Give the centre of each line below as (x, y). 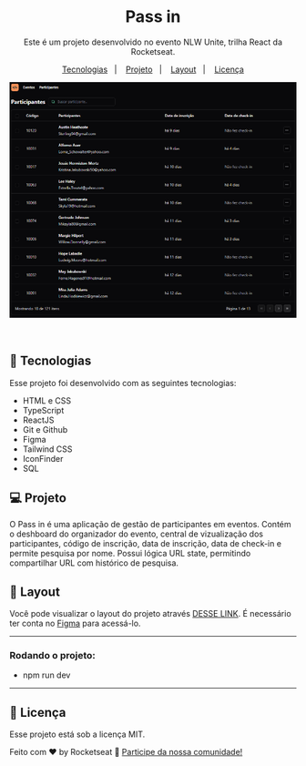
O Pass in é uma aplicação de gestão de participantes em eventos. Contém (150, 525)
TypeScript (43, 410)
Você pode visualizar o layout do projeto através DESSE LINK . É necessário (150, 614)
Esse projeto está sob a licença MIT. (77, 734)
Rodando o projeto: (52, 656)
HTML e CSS (47, 400)
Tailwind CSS (47, 449)
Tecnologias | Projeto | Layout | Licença (153, 69)
